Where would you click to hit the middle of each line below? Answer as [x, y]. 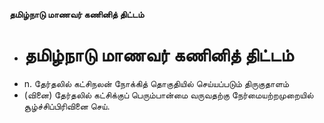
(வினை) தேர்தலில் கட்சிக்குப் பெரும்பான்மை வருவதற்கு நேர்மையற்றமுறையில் [168, 95]
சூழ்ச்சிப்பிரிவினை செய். [67, 106]
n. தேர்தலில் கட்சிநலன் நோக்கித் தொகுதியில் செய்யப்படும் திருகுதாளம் [156, 83]
